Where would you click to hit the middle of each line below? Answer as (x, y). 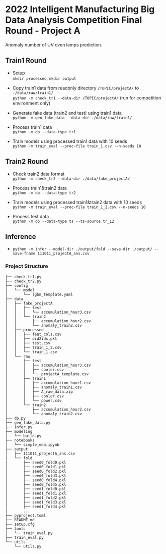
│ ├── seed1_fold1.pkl (36, 493)
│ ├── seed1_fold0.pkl (36, 489)
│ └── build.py (23, 436)
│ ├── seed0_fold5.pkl (36, 484)
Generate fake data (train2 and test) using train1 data (67, 113)
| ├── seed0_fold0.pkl (36, 462)
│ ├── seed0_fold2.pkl (36, 471)
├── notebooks (20, 440)
